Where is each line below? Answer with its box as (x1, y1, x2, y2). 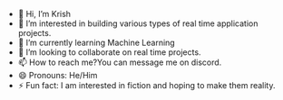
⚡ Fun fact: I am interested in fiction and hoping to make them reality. (17, 80, 276, 90)
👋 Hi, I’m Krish (17, 9, 71, 19)
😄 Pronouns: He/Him (17, 70, 98, 80)
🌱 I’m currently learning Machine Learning (17, 37, 175, 48)
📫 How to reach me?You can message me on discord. (17, 57, 222, 68)
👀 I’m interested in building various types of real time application (17, 18, 259, 29)
